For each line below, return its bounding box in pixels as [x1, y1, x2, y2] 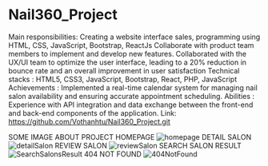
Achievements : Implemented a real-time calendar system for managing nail [8, 82, 258, 93]
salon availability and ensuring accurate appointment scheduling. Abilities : [8, 91, 254, 101]
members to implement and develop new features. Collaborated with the [8, 49, 247, 58]
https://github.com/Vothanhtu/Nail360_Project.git [8, 117, 170, 126]
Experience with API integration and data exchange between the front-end [8, 100, 254, 109]
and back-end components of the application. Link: [8, 108, 177, 117]
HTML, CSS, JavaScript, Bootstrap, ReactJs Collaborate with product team [8, 40, 254, 49]
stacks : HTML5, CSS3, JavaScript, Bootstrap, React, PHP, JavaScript [8, 74, 238, 84]
